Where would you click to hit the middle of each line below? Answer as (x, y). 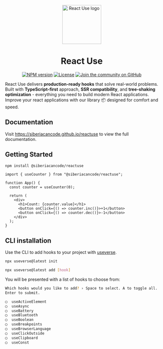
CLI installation (28, 241)
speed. (12, 107)
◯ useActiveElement (26, 302)
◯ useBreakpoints (24, 324)
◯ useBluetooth (21, 315)
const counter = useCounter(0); (42, 187)
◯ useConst (17, 342)
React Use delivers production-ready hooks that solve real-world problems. (82, 84)
